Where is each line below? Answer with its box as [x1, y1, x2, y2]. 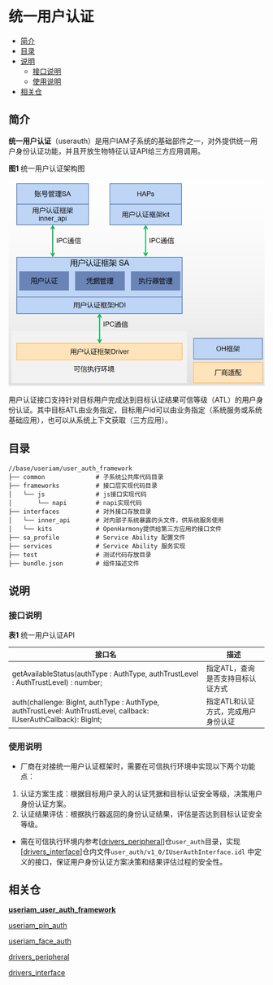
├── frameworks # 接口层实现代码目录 [8, 482, 158, 490]
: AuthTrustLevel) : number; [11, 677, 103, 687]
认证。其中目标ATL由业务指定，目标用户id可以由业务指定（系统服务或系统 [15, 405, 262, 415]
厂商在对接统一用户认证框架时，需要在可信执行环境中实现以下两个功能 [19, 761, 256, 771]
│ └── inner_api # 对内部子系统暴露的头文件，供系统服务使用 [8, 516, 224, 525]
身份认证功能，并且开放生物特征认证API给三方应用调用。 [15, 146, 206, 155]
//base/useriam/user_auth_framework [8, 464, 132, 473]
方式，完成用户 [206, 706, 257, 716]
